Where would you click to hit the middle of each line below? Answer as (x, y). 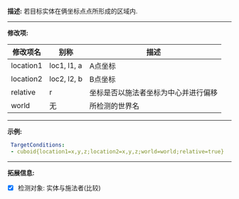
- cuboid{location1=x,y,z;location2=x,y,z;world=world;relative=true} (117, 151)
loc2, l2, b (66, 79)
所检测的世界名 (115, 106)
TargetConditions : (38, 145)
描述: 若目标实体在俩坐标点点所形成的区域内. (73, 11)
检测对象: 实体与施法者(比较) (59, 188)
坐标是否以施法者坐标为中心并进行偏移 (154, 93)
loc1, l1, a (66, 65)
